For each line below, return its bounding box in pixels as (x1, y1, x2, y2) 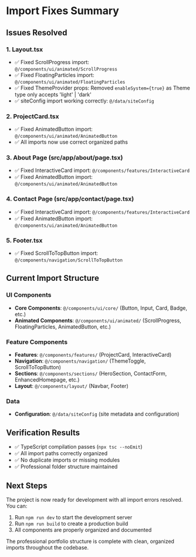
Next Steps (6, 480, 48, 490)
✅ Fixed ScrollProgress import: (14, 58, 90, 65)
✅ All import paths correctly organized (14, 450, 108, 457)
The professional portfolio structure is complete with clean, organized (6, 538, 175, 545)
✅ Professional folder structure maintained (14, 463, 118, 470)
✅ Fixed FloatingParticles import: (14, 71, 94, 78)
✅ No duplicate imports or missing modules (14, 456, 120, 463)
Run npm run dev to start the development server (14, 513, 133, 520)
